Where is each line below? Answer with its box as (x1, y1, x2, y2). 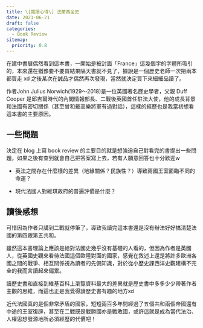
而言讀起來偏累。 (22, 266, 65, 274)
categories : (6, 25, 36, 32)
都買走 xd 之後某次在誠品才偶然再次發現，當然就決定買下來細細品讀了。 (6, 75, 185, 82)
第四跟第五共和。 (16, 232, 59, 239)
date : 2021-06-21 (6, 14, 50, 20)
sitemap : (6, 37, 28, 43)
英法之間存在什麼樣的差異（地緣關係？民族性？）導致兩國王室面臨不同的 (14, 167, 195, 174)
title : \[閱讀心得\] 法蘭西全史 (6, 8, 80, 15)
